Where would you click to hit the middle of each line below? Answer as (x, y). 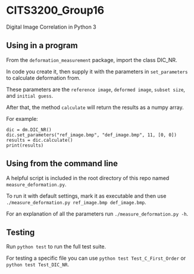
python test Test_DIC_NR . (38, 264)
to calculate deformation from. (43, 77)
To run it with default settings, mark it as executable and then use (86, 196)
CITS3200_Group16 (55, 10)
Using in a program (42, 46)
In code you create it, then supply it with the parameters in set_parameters (97, 71)
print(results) (25, 145)
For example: (22, 119)
